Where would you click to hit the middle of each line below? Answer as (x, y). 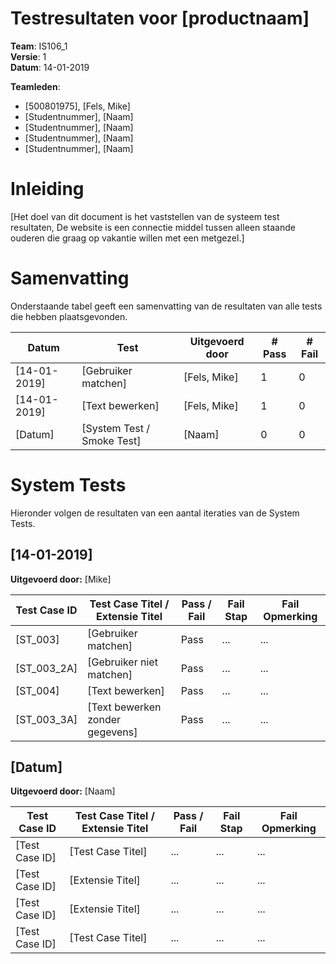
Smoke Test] (111, 440)
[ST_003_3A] (46, 719)
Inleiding (47, 189)
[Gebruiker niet (122, 662)
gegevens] (112, 732)
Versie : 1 (28, 56)
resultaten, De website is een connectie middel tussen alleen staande (153, 227)
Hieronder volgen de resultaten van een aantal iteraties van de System (155, 513)
